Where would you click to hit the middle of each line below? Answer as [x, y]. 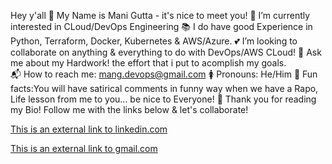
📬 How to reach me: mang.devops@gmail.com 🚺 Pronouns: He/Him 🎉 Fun [164, 74]
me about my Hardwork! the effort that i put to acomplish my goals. [148, 63]
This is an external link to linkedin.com [89, 129]
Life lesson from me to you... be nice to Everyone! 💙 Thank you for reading [163, 99]
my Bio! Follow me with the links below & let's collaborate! [129, 109]
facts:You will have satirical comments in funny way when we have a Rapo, [164, 88]
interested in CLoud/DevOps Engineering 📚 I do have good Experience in [161, 26]
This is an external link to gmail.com [84, 148]
